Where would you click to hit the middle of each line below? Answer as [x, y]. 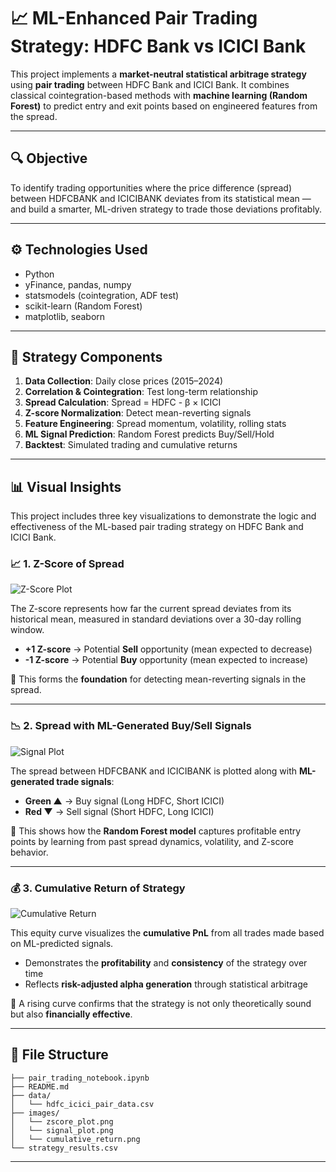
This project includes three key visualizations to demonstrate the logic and [163, 516]
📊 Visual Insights [66, 486]
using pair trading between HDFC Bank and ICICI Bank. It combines [150, 84]
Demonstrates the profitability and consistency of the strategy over [166, 963]
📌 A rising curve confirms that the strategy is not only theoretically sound [161, 1004]
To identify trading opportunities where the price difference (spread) [151, 187]
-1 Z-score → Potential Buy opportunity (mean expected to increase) [166, 660]
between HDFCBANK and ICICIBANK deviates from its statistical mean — [161, 198]
